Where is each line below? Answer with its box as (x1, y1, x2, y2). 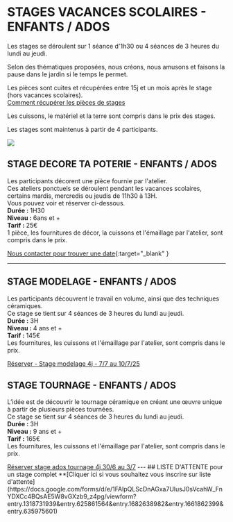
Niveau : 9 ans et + (7, 428, 62, 436)
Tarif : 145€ (7, 331, 40, 339)
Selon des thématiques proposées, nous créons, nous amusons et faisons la (7, 62, 225, 71)
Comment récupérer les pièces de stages (7, 98, 126, 106)
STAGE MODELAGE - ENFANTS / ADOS (7, 276, 177, 288)
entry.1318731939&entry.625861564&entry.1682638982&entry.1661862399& (7, 500, 224, 508)
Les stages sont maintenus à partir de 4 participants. (7, 125, 158, 133)
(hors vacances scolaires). (7, 91, 83, 99)
